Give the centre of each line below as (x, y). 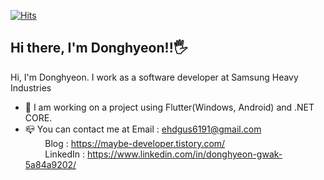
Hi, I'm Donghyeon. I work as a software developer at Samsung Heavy (154, 77)
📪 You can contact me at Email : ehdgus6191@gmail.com (143, 129)
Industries (31, 87)
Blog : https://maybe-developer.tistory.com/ (135, 143)
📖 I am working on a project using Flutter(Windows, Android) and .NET (169, 107)
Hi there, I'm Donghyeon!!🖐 (99, 48)
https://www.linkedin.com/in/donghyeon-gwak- (184, 154)
